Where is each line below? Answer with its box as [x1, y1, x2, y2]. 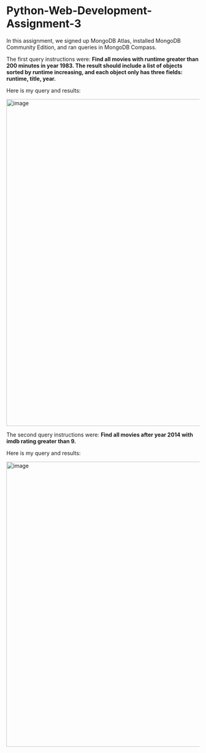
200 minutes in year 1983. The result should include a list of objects [6, 62, 183, 69]
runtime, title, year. [6, 75, 56, 82]
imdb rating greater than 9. [6, 437, 77, 445]
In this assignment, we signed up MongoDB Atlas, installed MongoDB [6, 37, 181, 44]
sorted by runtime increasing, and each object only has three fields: [6, 68, 183, 75]
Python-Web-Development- [6, 4, 152, 18]
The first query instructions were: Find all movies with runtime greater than [6, 55, 199, 63]
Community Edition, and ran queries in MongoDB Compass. [6, 44, 157, 51]
